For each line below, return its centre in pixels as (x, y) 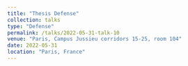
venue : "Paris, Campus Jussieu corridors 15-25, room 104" (95, 39)
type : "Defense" (31, 26)
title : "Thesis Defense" (43, 13)
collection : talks (34, 20)
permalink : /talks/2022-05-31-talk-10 (63, 33)
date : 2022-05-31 (32, 45)
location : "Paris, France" (46, 52)
